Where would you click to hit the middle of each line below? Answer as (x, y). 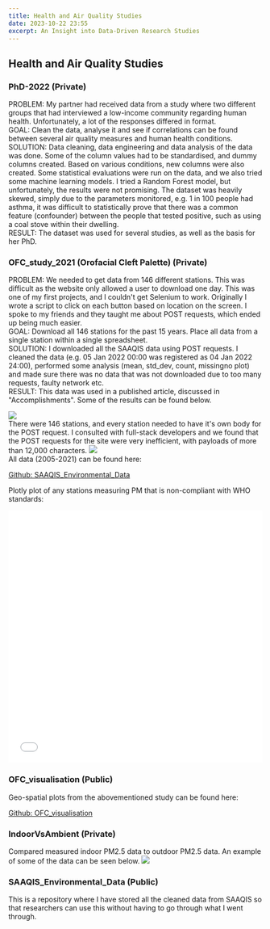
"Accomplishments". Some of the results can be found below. (110, 400)
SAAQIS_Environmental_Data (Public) (83, 881)
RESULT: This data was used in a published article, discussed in (114, 392)
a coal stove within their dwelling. (64, 225)
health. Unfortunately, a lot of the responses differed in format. (112, 121)
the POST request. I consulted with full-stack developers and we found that (134, 432)
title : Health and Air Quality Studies (75, 16)
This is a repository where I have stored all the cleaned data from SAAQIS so (135, 900)
